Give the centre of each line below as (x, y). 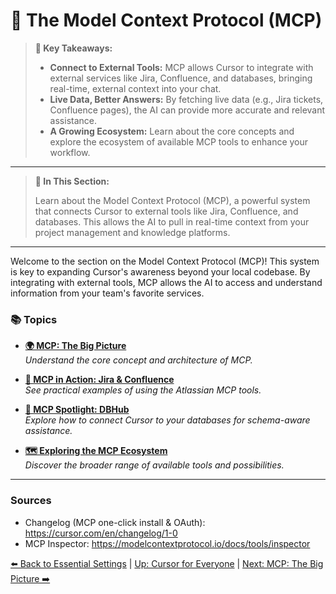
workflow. (70, 152)
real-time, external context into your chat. (135, 88)
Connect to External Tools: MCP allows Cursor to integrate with (181, 67)
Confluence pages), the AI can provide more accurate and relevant (187, 110)
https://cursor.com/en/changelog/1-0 (101, 533)
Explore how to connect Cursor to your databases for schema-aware (167, 420)
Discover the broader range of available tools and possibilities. (154, 465)
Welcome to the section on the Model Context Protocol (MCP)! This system (165, 261)
